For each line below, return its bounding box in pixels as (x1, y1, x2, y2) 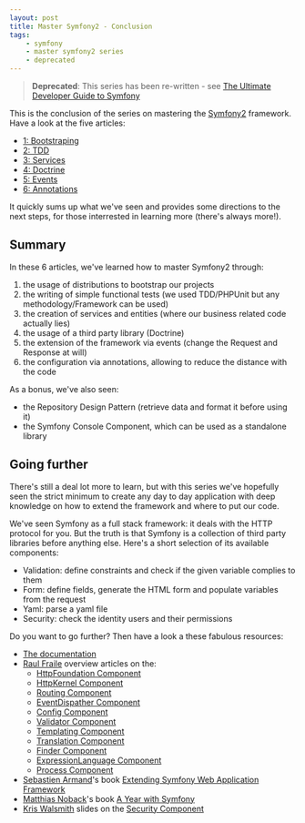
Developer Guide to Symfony (31, 90, 141, 101)
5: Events (22, 174, 58, 185)
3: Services (22, 155, 66, 165)
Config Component (36, 706, 108, 717)
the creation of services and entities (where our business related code (22, 308, 287, 319)
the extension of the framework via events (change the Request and (22, 337, 278, 348)
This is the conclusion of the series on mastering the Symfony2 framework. (9, 108, 292, 118)
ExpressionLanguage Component (36, 755, 162, 766)
